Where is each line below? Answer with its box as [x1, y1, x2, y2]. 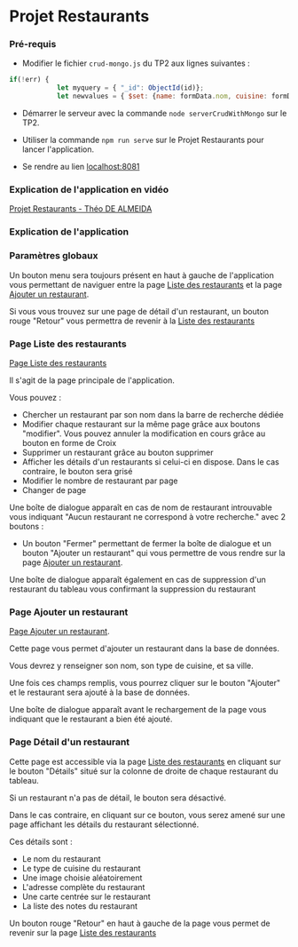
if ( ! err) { [9, 76, 50, 84]
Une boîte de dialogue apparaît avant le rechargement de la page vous [9, 704, 267, 715]
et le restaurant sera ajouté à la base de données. [9, 687, 191, 698]
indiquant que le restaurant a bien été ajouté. [9, 713, 173, 725]
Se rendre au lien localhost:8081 [21, 162, 140, 172]
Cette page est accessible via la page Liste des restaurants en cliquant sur [9, 756, 282, 767]
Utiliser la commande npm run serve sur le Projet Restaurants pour [21, 135, 264, 146]
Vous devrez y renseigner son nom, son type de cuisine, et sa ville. [9, 660, 255, 672]
